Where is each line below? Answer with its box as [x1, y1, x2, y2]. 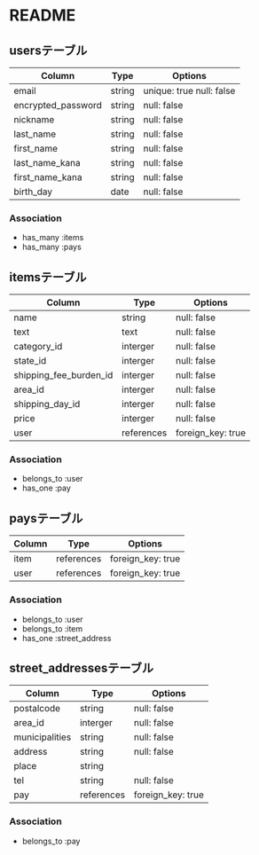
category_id [13, 341, 63, 353]
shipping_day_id [13, 398, 81, 411]
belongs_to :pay [21, 835, 81, 846]
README [9, 5, 76, 26]
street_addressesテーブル [9, 660, 153, 675]
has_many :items [21, 232, 84, 243]
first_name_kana [13, 171, 82, 183]
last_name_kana [13, 157, 82, 169]
